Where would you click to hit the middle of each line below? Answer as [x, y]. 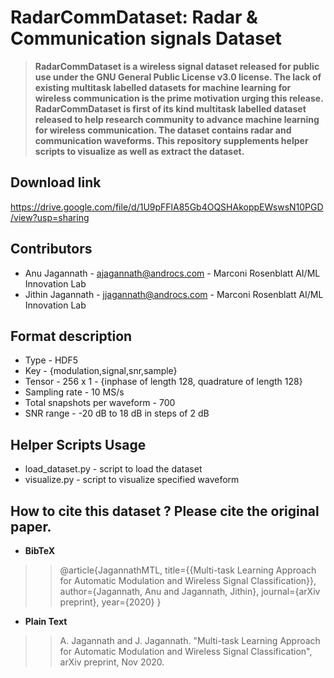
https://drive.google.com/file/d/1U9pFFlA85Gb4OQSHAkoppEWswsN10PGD [167, 207]
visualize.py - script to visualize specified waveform [132, 480]
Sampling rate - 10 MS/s [74, 392]
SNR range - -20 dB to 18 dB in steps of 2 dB [117, 413]
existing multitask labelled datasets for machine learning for [163, 87]
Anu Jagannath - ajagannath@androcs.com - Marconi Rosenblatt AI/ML [172, 273]
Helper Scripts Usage [78, 444]
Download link [56, 182]
